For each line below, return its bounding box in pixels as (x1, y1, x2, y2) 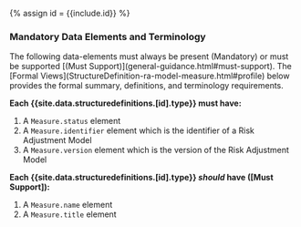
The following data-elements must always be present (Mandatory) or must (9, 51, 289, 62)
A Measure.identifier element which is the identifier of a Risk (22, 125, 255, 136)
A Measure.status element (22, 116, 121, 127)
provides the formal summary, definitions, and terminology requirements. (9, 80, 285, 91)
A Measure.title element (22, 209, 117, 220)
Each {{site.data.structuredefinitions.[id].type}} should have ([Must (9, 172, 274, 183)
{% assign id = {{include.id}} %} (9, 8, 130, 18)
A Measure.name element (22, 200, 113, 211)
